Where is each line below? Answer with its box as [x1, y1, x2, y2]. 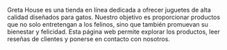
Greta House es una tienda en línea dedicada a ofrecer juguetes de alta [7, 6, 212, 14]
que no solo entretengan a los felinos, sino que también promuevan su [7, 21, 208, 28]
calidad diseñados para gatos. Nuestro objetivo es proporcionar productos [7, 13, 221, 21]
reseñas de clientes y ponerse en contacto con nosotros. [7, 35, 170, 43]
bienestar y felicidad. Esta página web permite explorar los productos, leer [7, 27, 221, 36]
